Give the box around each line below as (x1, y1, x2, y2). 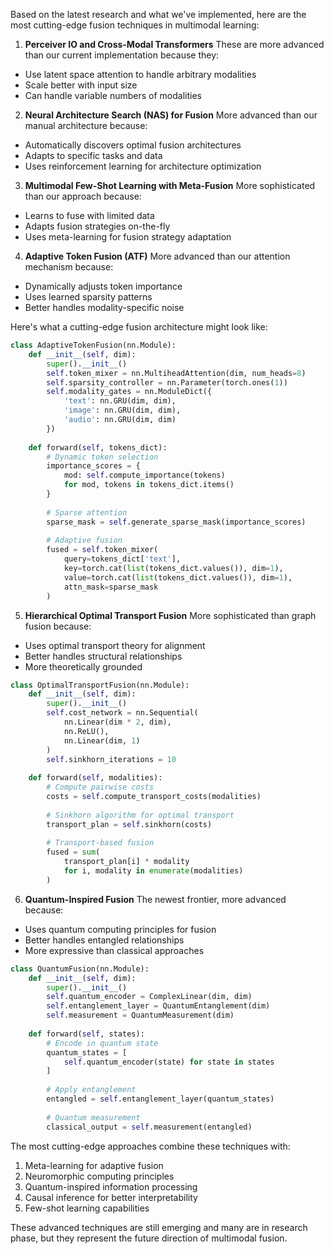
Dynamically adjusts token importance (24, 280, 183, 292)
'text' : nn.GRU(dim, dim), (63, 396, 177, 406)
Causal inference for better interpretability (24, 1191, 198, 1203)
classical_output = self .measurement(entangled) (46, 1122, 253, 1132)
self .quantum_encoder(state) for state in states (63, 1057, 275, 1067)
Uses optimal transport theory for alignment (24, 639, 206, 651)
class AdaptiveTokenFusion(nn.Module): (10, 340, 177, 350)
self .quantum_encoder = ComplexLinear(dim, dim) (46, 992, 253, 1002)
